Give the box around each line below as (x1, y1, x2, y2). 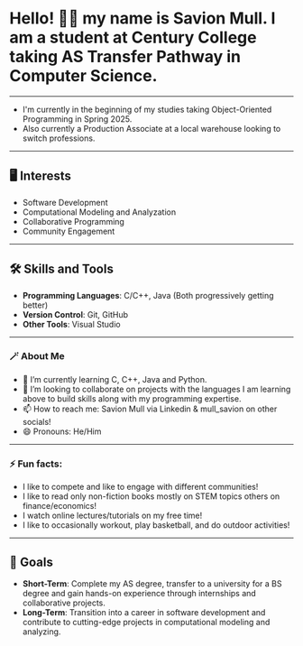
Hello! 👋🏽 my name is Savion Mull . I (9, 8, 276, 29)
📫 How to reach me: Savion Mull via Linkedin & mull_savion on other (22, 403, 278, 414)
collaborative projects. (22, 597, 106, 608)
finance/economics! (22, 501, 97, 512)
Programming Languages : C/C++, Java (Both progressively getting (22, 290, 274, 300)
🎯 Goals (9, 554, 54, 569)
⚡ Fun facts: (9, 457, 63, 470)
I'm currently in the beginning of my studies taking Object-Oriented (22, 104, 272, 115)
